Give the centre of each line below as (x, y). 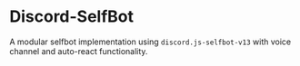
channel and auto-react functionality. (79, 51)
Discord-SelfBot (72, 17)
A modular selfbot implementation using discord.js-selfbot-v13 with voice (150, 42)
